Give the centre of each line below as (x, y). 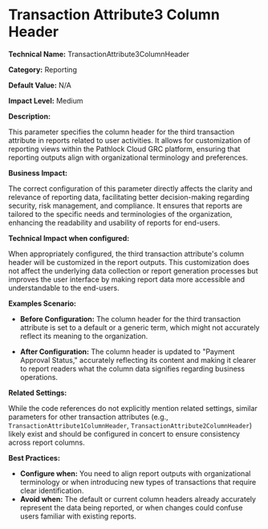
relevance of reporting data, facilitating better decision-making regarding (129, 197)
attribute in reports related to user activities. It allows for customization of (130, 140)
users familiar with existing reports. (78, 516)
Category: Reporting (43, 69)
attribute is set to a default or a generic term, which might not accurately (140, 328)
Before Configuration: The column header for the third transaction (130, 319)
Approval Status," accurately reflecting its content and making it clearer (138, 360)
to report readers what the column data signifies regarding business (132, 368)
